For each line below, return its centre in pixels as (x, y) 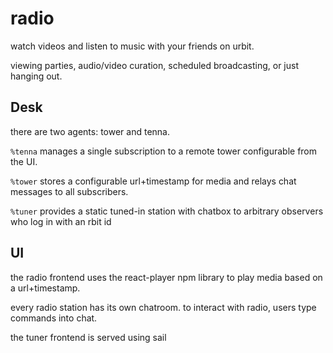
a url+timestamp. (45, 288)
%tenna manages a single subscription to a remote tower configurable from (164, 151)
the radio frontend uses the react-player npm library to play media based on (166, 277)
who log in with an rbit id (61, 221)
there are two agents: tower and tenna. (90, 131)
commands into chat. (54, 318)
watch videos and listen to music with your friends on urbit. (132, 46)
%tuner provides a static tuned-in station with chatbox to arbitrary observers (167, 211)
